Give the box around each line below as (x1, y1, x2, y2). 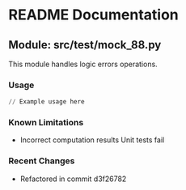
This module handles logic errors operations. (8, 59, 158, 69)
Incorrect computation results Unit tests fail (19, 135, 165, 145)
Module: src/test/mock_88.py (8, 38, 162, 52)
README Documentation (8, 6, 180, 24)
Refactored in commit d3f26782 (19, 174, 127, 184)
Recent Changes (8, 155, 75, 167)
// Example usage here (8, 98, 85, 106)
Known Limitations (8, 117, 84, 129)
